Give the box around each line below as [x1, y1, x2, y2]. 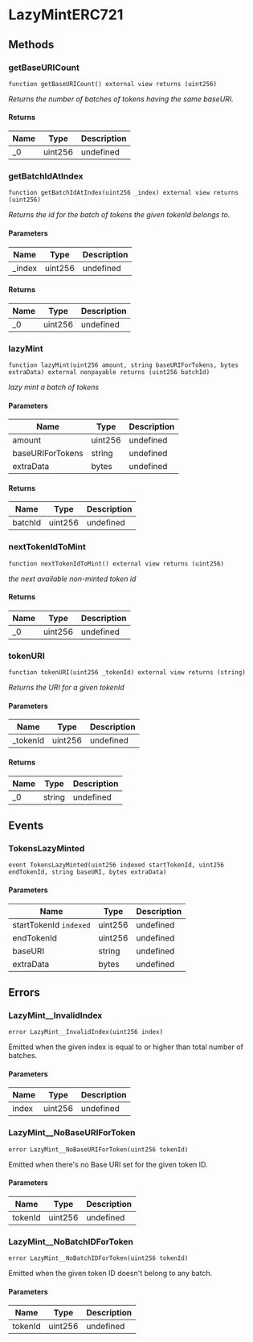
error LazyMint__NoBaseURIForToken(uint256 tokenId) [8, 1145, 189, 1154]
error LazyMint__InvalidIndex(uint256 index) [8, 1028, 163, 1036]
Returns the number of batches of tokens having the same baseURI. [8, 94, 235, 104]
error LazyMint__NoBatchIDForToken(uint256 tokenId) [8, 1254, 189, 1262]
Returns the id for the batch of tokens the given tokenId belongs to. [8, 210, 231, 220]
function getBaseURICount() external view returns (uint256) [8, 80, 218, 88]
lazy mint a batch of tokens [8, 382, 99, 392]
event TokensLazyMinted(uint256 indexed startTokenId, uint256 [8, 861, 225, 870]
